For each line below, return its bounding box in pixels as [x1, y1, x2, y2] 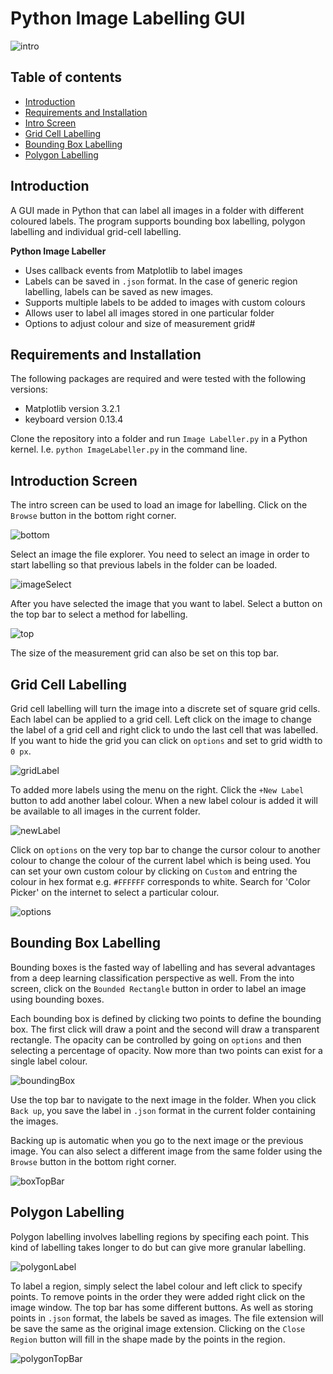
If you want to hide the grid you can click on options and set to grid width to [10, 735, 323, 746]
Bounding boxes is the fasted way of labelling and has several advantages [10, 961, 316, 973]
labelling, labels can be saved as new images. [24, 285, 214, 297]
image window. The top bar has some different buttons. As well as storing [10, 1301, 314, 1313]
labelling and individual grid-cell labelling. [10, 225, 182, 237]
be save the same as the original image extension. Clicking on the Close [10, 1322, 306, 1334]
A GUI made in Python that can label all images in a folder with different [10, 204, 305, 216]
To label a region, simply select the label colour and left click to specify [10, 1280, 303, 1292]
